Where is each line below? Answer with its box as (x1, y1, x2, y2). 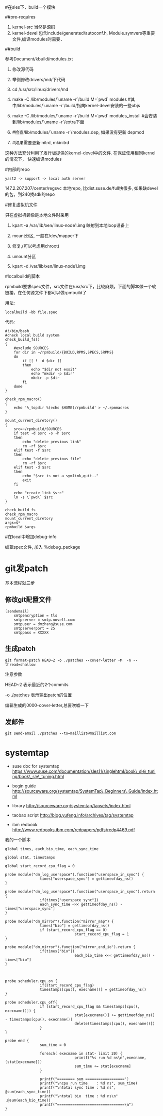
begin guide (12, 783, 36, 789)
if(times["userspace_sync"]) (39, 898, 98, 903)
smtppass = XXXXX (14, 630, 49, 635)
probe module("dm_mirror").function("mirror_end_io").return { (5, 945, 136, 949)
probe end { (5, 1039, 29, 1043)
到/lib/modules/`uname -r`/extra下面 (12, 119, 84, 125)
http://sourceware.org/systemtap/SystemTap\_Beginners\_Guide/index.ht (12, 788, 158, 794)
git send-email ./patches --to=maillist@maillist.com (5, 731, 116, 736)
